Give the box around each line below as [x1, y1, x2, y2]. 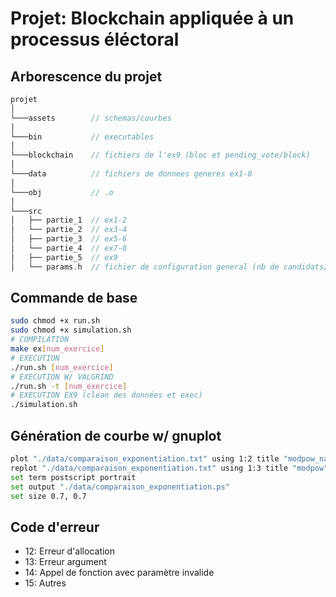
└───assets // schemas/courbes [10, 113, 172, 123]
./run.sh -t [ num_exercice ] [10, 381, 128, 391]
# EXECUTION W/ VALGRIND [10, 372, 114, 382]
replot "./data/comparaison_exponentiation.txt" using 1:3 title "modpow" [10, 463, 329, 473]
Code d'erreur [10, 518, 100, 536]
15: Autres [24, 577, 67, 589]
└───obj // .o [10, 187, 114, 197]
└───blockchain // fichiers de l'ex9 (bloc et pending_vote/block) [10, 150, 311, 161]
